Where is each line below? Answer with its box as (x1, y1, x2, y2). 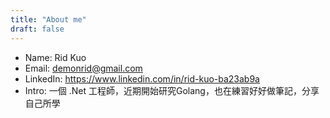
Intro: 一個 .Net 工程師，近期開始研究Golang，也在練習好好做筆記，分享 (24, 84, 320, 96)
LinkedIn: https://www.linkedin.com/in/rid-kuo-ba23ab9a (24, 72, 260, 85)
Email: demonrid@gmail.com (24, 62, 143, 74)
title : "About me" (10, 14, 87, 25)
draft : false (10, 24, 65, 34)
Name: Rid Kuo (24, 51, 87, 63)
